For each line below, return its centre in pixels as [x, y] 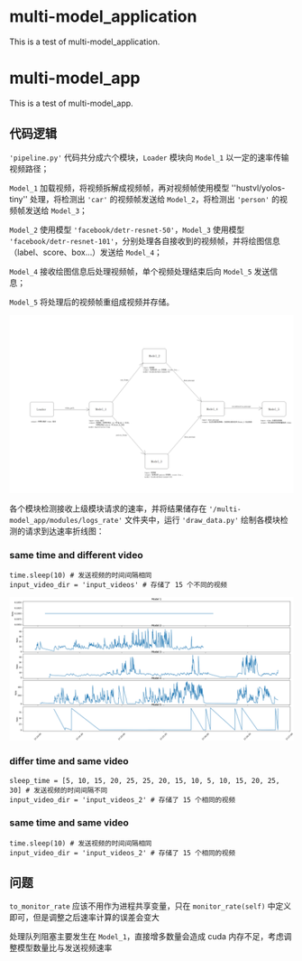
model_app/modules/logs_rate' [66, 520]
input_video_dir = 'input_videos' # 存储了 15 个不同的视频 [119, 584]
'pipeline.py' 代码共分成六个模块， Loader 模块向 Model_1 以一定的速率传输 [149, 157]
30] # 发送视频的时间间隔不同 [59, 791]
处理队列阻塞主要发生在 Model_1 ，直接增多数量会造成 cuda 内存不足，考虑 [146, 937]
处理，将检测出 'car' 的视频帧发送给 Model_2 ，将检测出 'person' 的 [155, 199]
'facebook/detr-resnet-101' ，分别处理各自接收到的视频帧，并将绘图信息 [145, 240]
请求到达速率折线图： [64, 531]
